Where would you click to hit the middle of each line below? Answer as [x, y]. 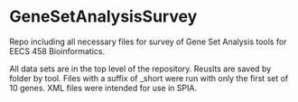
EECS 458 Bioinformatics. [57, 51]
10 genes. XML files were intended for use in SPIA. [103, 88]
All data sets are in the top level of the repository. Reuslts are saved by [140, 69]
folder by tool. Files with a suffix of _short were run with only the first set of [149, 78]
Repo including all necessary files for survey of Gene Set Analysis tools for [148, 42]
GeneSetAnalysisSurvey [103, 17]
